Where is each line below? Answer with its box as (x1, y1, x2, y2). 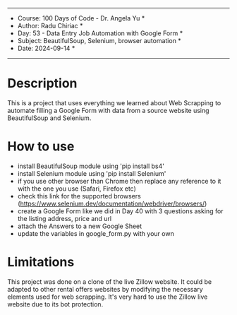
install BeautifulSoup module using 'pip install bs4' (17, 162, 164, 170)
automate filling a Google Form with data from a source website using (7, 106, 209, 114)
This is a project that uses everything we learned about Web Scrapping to (7, 98, 221, 107)
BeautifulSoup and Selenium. (7, 114, 92, 122)
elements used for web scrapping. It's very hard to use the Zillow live (7, 292, 208, 301)
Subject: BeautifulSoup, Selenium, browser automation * (17, 37, 181, 44)
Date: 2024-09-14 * (17, 44, 75, 52)
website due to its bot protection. (7, 299, 104, 308)
